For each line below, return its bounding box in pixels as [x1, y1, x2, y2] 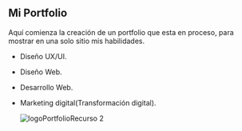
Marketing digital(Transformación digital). [19, 97, 157, 107]
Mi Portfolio [8, 6, 68, 20]
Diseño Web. [19, 67, 62, 77]
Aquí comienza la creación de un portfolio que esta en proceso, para [8, 27, 234, 37]
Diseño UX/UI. [19, 51, 67, 61]
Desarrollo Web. [19, 82, 73, 92]
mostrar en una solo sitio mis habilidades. [8, 36, 145, 46]
